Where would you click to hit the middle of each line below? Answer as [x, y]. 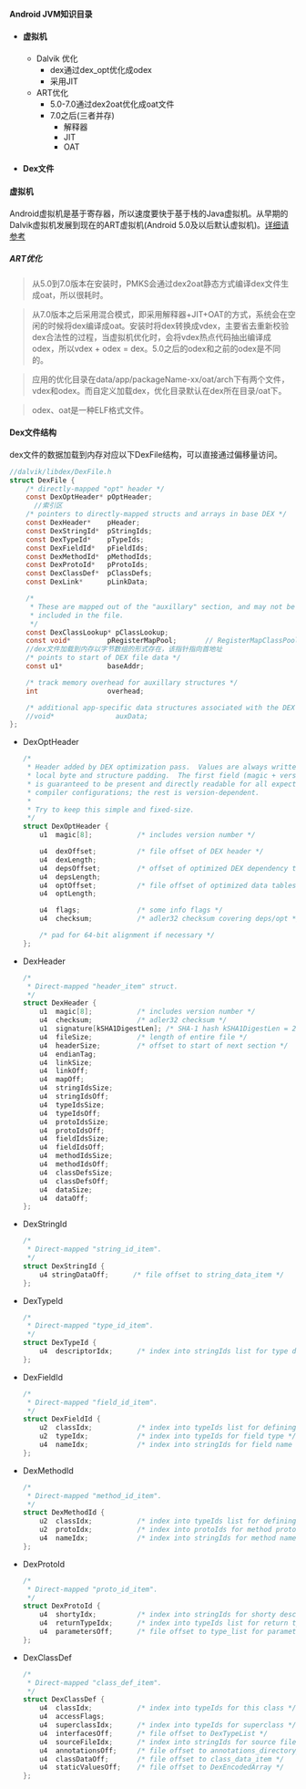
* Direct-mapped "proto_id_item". [92, 1589]
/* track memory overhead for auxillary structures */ [132, 683]
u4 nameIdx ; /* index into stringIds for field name [166, 1445]
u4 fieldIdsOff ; [72, 1148]
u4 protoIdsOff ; [72, 1131]
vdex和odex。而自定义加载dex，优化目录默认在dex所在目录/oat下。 [159, 390]
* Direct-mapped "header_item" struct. [102, 986]
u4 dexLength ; [68, 860]
